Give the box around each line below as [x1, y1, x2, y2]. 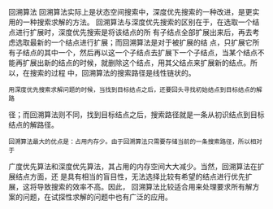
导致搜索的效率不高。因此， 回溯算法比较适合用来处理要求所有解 [36, 182, 253, 191]
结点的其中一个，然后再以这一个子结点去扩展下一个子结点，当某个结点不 [22, 48, 265, 57]
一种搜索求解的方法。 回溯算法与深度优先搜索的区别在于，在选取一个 [22, 17, 253, 27]
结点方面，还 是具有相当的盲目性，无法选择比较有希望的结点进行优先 [15, 172, 245, 181]
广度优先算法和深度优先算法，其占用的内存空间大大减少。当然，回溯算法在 [8, 162, 258, 171]
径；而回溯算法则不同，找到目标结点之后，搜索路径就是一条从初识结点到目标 [8, 110, 265, 120]
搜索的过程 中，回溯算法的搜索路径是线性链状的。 [29, 68, 196, 77]
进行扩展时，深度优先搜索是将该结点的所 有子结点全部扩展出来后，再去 [15, 28, 253, 37]
